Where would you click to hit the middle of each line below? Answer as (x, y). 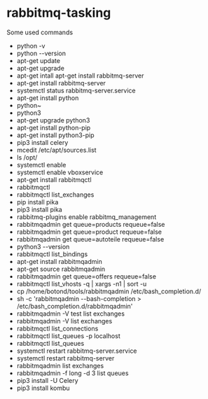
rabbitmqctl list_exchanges (55, 195)
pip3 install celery (42, 142)
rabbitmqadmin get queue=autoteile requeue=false (90, 239)
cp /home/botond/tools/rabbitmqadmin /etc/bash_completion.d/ (109, 291)
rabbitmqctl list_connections (57, 328)
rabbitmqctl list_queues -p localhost (68, 336)
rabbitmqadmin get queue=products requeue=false (91, 224)
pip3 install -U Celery (47, 380)
